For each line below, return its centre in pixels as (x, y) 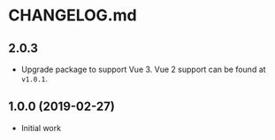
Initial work (41, 128)
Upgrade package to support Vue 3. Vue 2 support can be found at (143, 69)
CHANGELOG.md (73, 16)
